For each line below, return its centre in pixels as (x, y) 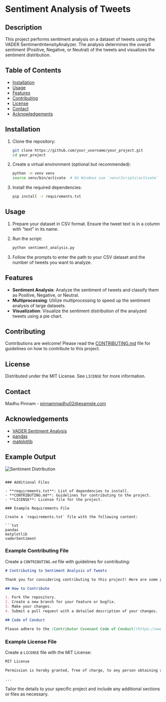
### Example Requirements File (37, 508)
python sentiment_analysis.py (43, 248)
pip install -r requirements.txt (47, 197)
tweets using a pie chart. (37, 316)
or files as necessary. (27, 694)
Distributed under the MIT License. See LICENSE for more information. (75, 376)
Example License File (31, 642)
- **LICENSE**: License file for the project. (54, 499)
